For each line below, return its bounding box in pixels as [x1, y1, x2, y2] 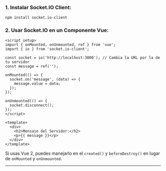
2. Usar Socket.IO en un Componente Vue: [5, 27, 109, 34]
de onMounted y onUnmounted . [5, 156, 62, 162]
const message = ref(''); [5, 64, 58, 69]
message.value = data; [14, 81, 61, 86]
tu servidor [5, 60, 30, 65]
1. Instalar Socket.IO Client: [5, 4, 72, 11]
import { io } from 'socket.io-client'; [5, 46, 90, 52]
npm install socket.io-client [5, 15, 68, 20]
